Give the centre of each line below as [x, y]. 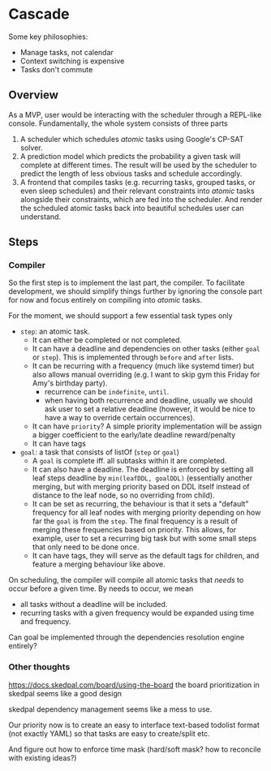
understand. [41, 217]
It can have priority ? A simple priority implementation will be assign [147, 426]
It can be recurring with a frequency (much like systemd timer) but [143, 366]
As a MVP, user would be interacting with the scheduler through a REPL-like [135, 114]
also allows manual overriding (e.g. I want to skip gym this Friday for [146, 375]
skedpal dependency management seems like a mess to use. [110, 709]
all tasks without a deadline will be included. [94, 605]
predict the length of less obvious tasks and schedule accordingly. [131, 173]
